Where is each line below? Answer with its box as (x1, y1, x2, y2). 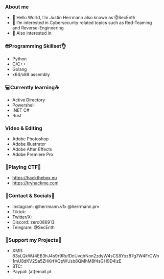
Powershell (12, 102, 35, 108)
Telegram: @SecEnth (12, 224, 55, 230)
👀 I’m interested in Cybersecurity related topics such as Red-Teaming (12, 20, 152, 25)
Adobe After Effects (12, 146, 52, 152)
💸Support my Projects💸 (5, 236, 62, 243)
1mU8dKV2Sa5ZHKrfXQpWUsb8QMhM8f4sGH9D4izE (12, 258, 121, 264)
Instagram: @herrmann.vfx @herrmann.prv (12, 203, 99, 209)
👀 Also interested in (12, 30, 52, 36)
